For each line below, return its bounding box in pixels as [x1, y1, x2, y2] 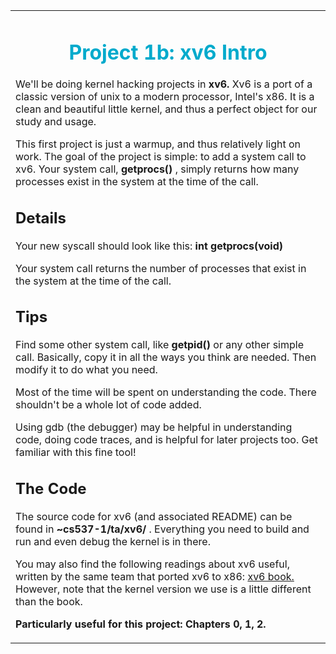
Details [15, 208, 67, 228]
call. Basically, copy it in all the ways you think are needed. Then [15, 350, 317, 364]
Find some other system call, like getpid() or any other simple [15, 338, 305, 352]
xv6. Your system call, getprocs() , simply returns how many [15, 162, 300, 176]
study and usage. [15, 115, 97, 129]
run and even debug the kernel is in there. [15, 534, 211, 548]
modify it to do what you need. [15, 363, 158, 377]
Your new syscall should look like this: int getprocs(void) [15, 239, 283, 253]
